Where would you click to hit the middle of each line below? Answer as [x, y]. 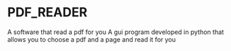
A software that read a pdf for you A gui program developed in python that [116, 32]
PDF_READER [47, 12]
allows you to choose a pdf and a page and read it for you [91, 39]
